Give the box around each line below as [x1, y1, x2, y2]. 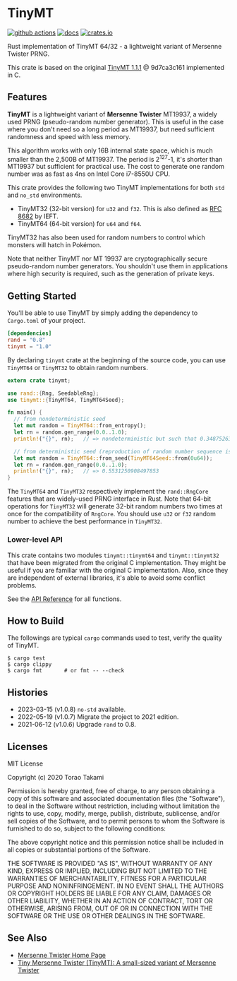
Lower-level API [7, 535, 63, 545]
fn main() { [7, 409, 42, 416]
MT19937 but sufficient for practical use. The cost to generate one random [7, 162, 224, 171]
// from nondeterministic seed [13, 415, 106, 423]
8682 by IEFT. [17, 212, 59, 220]
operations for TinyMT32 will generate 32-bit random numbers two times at [7, 502, 223, 511]
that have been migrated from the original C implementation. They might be [7, 558, 226, 566]
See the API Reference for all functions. [7, 595, 122, 603]
